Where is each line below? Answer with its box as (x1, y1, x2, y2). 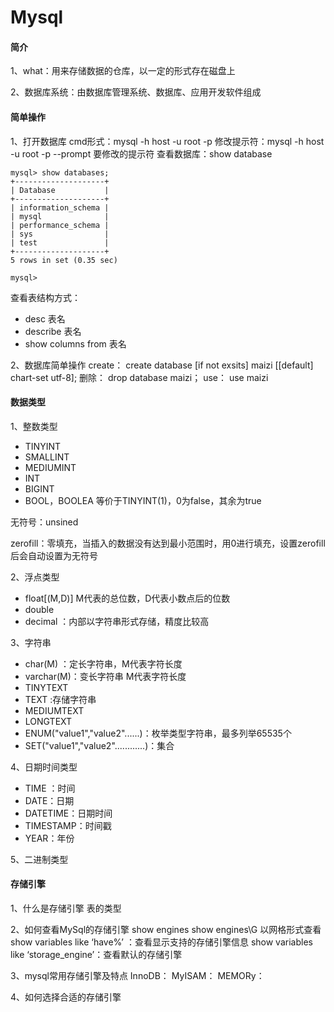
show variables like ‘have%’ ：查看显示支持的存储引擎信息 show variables (10, 936, 313, 948)
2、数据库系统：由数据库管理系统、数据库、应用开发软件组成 (10, 86, 262, 98)
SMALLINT (24, 451, 70, 463)
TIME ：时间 (24, 782, 76, 794)
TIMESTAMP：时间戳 (24, 819, 112, 831)
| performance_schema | (10, 220, 110, 230)
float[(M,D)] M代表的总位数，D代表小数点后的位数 (24, 592, 231, 604)
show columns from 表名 (24, 337, 127, 350)
